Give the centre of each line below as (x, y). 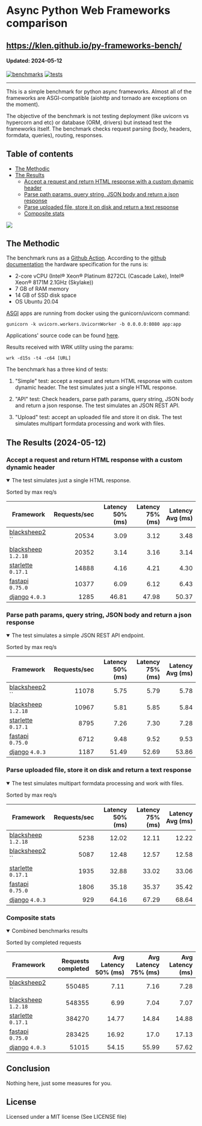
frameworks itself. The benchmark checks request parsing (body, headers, (99, 129)
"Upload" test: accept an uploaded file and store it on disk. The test (98, 417)
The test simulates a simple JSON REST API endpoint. (78, 635)
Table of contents (40, 154)
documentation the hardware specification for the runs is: (78, 264)
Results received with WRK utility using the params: (70, 347)
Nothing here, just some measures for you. (59, 1083)
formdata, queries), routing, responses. (55, 135)
